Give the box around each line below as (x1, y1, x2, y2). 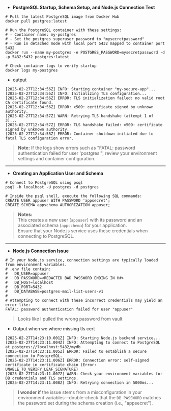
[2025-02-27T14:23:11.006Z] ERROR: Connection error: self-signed (5, 358, 149, 363)
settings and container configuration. (17, 156, 96, 161)
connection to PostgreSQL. (5, 353, 63, 358)
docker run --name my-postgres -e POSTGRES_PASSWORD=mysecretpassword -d (5, 50, 165, 55)
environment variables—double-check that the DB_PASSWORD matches (17, 395, 161, 400)
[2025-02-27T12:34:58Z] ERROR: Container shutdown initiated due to (5, 131, 154, 136)
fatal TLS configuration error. (5, 136, 74, 141)
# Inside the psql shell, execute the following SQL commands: (5, 194, 142, 199)
